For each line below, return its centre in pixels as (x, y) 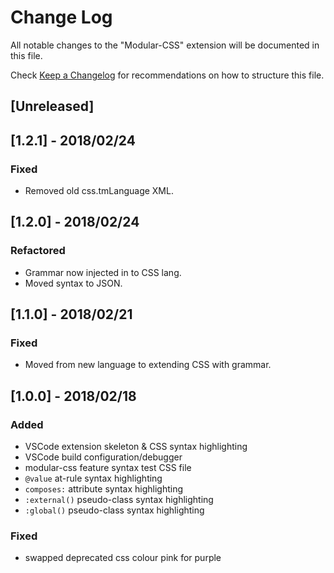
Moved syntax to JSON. (73, 283)
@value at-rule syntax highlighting (93, 478)
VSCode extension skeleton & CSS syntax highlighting (136, 447)
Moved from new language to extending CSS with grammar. (148, 365)
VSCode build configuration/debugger (103, 457)
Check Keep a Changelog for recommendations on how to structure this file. (167, 75)
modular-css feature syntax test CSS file (108, 468)
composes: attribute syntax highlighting (104, 489)
